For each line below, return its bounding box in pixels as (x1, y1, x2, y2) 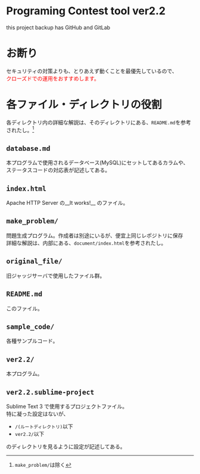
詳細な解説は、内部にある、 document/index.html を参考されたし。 (6, 239, 167, 247)
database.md (6, 144, 51, 152)
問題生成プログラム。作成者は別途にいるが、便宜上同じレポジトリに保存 (6, 232, 183, 239)
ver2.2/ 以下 (14, 430, 45, 437)
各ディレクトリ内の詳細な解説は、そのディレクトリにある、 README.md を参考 (6, 118, 192, 126)
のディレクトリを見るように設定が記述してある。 (6, 442, 126, 450)
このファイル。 (6, 305, 43, 312)
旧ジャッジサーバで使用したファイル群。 (6, 272, 105, 279)
